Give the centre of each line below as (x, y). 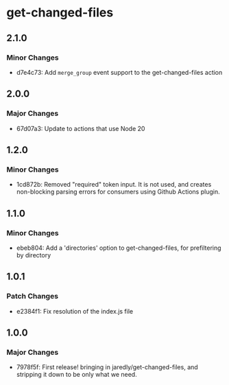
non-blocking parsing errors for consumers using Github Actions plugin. (118, 192)
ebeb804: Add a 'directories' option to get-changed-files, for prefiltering (119, 248)
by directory (34, 255)
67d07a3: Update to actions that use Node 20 (81, 128)
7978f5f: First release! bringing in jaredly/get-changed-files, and (107, 367)
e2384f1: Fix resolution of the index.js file (75, 311)
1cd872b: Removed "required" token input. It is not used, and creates (114, 185)
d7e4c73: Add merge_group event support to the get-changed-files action (119, 72)
